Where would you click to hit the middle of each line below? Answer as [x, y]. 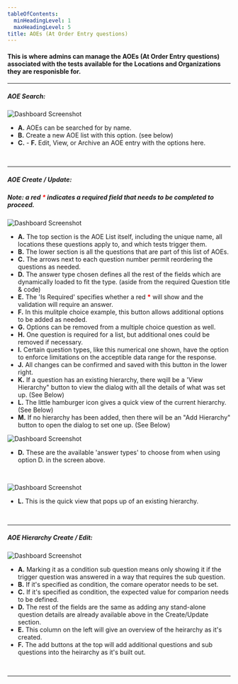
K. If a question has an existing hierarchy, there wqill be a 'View [110, 379]
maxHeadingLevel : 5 [42, 27]
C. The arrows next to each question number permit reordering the [115, 259]
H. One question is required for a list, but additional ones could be [114, 335]
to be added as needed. [52, 319]
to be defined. [38, 599]
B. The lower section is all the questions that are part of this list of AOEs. [123, 252]
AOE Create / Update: [40, 180]
